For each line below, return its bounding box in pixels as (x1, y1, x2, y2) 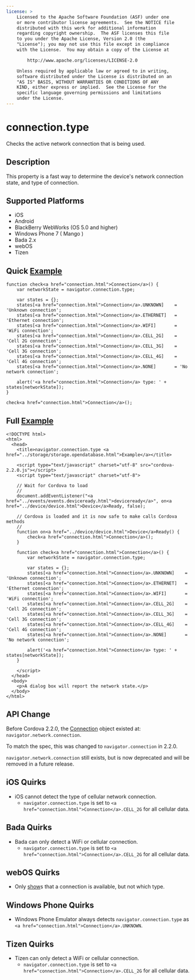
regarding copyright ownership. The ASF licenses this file (16, 31, 169, 36)
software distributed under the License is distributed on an (16, 73, 172, 79)
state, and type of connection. (6, 179, 79, 186)
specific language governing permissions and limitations (16, 90, 162, 96)
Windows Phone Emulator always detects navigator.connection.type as (14, 916, 189, 923)
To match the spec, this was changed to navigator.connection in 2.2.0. (6, 743, 178, 750)
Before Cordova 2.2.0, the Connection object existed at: (6, 725, 141, 732)
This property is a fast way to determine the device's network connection (6, 173, 184, 180)
